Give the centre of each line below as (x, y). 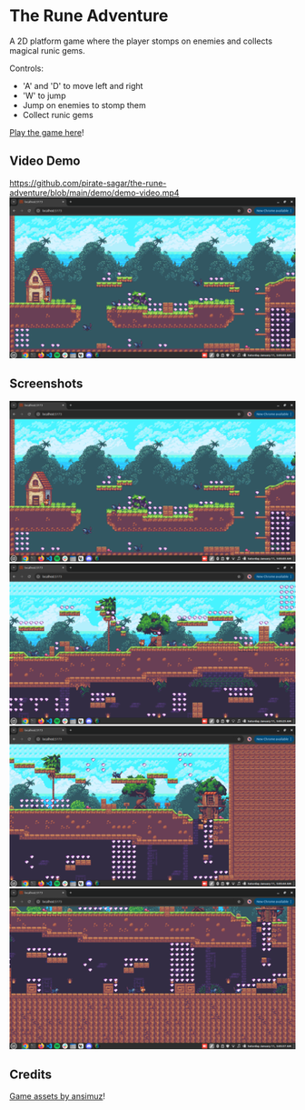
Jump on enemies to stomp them (84, 105)
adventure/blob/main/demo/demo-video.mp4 (94, 193)
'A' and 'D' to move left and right (83, 85)
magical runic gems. (48, 50)
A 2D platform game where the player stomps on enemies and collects (141, 41)
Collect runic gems (58, 115)
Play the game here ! (47, 132)
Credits (31, 1074)
